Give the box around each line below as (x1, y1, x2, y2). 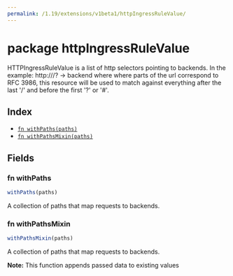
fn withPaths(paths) (17, 126, 78, 133)
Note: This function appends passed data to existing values (7, 261, 180, 270)
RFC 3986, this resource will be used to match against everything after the (7, 78, 222, 87)
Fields (7, 152, 35, 164)
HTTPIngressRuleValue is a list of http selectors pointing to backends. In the (7, 64, 226, 72)
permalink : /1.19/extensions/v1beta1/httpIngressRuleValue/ (7, 10, 187, 17)
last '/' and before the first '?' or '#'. (7, 85, 110, 94)
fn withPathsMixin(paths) (17, 133, 93, 140)
